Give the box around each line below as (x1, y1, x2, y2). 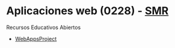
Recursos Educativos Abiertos (6, 24, 81, 31)
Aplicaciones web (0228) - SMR (6, 4, 169, 18)
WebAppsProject (14, 35, 57, 42)
